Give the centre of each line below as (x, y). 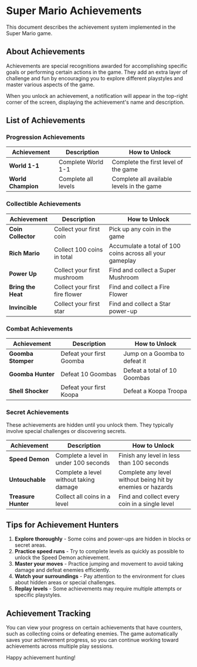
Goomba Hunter (32, 375)
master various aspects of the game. (50, 84)
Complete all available (142, 179)
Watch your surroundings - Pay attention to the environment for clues (100, 576)
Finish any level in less (149, 455)
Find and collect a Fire (139, 287)
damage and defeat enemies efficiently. (62, 570)
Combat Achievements (40, 328)
